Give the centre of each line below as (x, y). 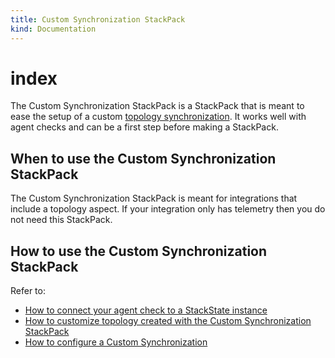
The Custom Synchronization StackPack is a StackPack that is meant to (157, 106)
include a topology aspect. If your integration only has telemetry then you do (168, 209)
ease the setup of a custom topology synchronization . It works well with (158, 117)
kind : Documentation (53, 29)
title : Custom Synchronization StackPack (98, 19)
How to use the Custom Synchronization (139, 251)
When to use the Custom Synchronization (143, 158)
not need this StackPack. (61, 220)
